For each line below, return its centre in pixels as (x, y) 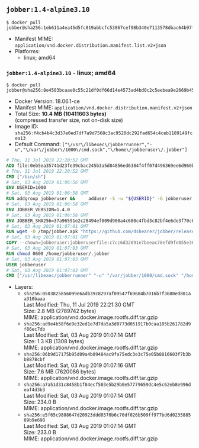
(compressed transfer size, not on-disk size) (69, 120)
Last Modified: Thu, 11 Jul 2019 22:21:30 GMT (79, 305)
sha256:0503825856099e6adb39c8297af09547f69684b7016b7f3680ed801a (107, 294)
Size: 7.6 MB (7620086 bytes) (60, 372)
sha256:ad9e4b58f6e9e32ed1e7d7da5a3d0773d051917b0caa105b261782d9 (107, 324)
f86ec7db (34, 329)
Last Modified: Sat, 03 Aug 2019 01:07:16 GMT (80, 365)
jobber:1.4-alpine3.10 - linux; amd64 (61, 73)
